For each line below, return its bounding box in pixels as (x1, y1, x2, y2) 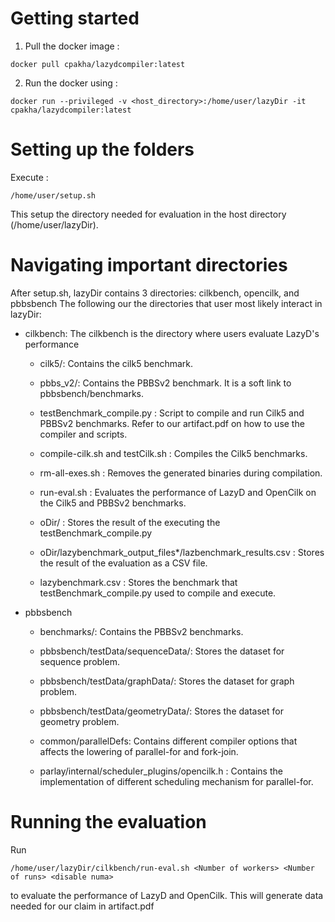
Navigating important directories (10, 254, 288, 277)
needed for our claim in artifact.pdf (10, 900, 155, 912)
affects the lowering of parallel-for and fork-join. (39, 745, 239, 757)
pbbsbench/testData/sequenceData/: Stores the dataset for (39, 645, 285, 657)
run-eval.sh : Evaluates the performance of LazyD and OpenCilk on (39, 486, 317, 498)
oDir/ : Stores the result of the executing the (39, 516, 221, 528)
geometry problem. (39, 715, 120, 727)
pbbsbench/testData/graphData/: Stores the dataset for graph (39, 675, 295, 687)
